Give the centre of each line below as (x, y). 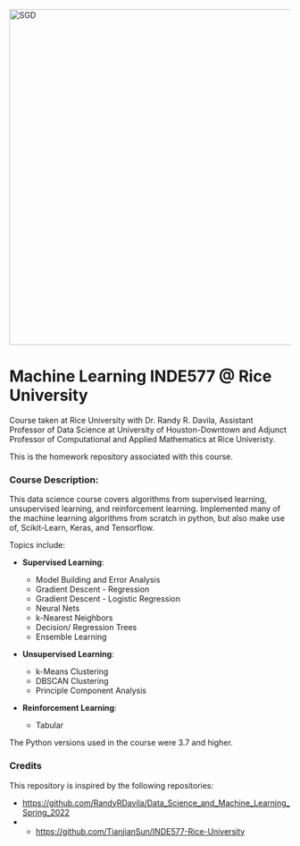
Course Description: (54, 480)
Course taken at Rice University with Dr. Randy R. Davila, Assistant (131, 420)
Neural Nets (58, 609)
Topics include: (37, 545)
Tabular (50, 725)
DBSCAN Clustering (72, 681)
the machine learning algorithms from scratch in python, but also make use (147, 518)
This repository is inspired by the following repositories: (112, 785)
